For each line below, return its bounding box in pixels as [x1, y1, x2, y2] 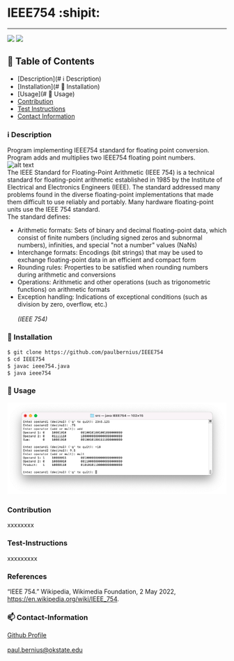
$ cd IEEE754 [7, 356, 45, 363]
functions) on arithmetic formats [17, 286, 110, 294]
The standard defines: [7, 212, 71, 221]
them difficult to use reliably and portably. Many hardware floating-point [7, 198, 214, 206]
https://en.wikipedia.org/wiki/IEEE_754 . [7, 594, 120, 603]
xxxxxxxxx [7, 554, 38, 562]
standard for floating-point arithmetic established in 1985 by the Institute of [7, 176, 223, 184]
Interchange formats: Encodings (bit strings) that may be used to [17, 249, 203, 257]
